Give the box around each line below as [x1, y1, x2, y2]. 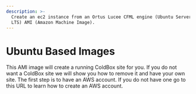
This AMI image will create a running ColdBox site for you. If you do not [6, 64, 177, 71]
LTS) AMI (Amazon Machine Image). [11, 19, 95, 25]
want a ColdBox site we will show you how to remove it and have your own [6, 70, 185, 77]
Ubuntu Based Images [6, 44, 116, 58]
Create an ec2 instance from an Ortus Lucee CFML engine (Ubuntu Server [11, 14, 192, 20]
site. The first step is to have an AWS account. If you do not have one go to [6, 76, 186, 83]
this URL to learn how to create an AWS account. [6, 82, 124, 89]
